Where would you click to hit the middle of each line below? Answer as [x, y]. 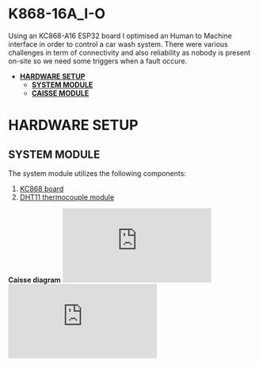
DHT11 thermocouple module [67, 197]
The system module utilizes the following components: [97, 173]
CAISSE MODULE [60, 93]
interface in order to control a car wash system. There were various [118, 44]
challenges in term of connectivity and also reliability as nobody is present [129, 52]
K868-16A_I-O [57, 14]
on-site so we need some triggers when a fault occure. [98, 61]
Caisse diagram [34, 280]
